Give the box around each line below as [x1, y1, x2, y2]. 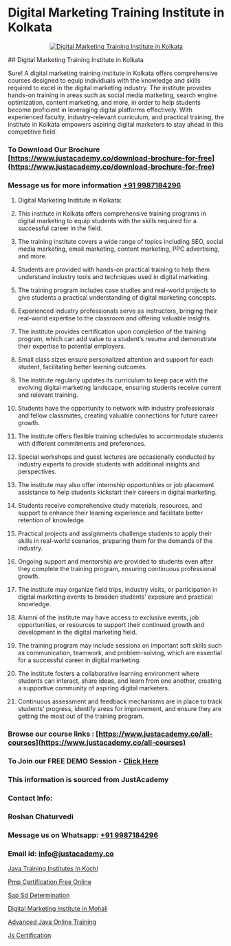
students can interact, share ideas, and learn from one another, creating [17, 677, 222, 685]
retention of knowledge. [17, 516, 86, 524]
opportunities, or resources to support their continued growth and [17, 621, 205, 629]
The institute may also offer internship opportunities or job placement [17, 481, 214, 489]
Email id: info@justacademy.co [8, 849, 114, 858]
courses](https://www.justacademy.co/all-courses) [8, 738, 186, 748]
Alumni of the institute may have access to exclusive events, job [17, 613, 199, 621]
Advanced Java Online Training [8, 918, 97, 926]
